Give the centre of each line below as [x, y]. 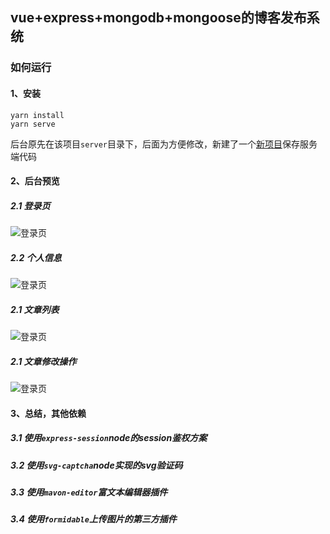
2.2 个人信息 [36, 257]
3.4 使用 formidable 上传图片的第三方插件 [93, 519]
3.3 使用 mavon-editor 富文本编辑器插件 [89, 492]
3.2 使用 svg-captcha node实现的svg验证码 [96, 465]
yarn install [37, 115]
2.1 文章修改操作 [43, 361]
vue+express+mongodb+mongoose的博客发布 [158, 18]
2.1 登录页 [30, 205]
